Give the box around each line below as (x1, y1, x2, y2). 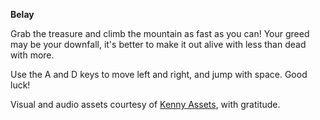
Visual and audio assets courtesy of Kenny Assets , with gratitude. (10, 99, 281, 110)
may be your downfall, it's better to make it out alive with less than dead (10, 39, 307, 50)
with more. (10, 49, 55, 61)
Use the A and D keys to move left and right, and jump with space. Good (10, 69, 308, 80)
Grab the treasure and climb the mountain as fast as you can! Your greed (10, 28, 310, 39)
